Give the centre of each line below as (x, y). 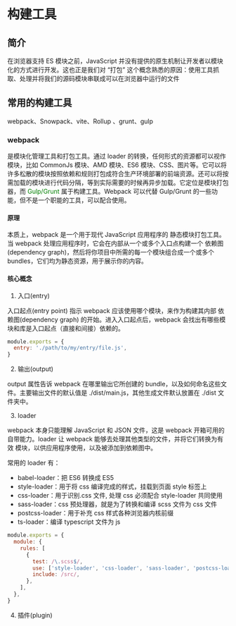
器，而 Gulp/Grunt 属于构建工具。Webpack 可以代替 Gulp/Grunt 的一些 (110, 192)
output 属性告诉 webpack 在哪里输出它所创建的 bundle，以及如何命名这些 (114, 384)
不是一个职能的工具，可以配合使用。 (78, 200)
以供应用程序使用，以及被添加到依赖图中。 (95, 448)
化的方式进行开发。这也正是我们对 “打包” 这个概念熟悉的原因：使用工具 (110, 70)
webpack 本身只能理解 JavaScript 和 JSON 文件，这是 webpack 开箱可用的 (116, 430)
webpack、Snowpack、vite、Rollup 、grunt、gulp (80, 121)
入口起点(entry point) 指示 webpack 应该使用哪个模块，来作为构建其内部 (112, 310)
